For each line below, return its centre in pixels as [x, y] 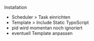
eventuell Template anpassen [42, 33]
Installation [16, 7]
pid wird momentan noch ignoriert [47, 28]
